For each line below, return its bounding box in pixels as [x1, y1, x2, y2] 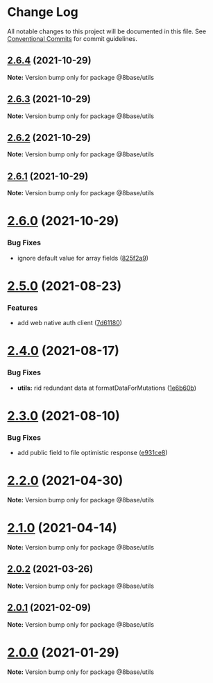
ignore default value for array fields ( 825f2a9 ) [17, 254, 149, 262]
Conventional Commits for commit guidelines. [7, 34, 137, 42]
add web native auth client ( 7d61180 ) [17, 319, 123, 327]
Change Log [7, 4, 78, 20]
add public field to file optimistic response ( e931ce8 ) [17, 449, 168, 457]
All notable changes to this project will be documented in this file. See [7, 27, 207, 35]
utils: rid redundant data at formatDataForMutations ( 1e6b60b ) [17, 384, 196, 392]
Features [7, 303, 38, 313]
